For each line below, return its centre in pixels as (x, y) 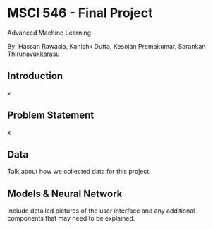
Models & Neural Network (65, 193)
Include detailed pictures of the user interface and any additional (101, 211)
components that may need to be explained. (71, 218)
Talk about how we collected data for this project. (79, 172)
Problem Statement (51, 116)
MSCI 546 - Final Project (80, 13)
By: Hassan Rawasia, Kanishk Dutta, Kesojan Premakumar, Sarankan (107, 46)
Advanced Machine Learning (49, 33)
